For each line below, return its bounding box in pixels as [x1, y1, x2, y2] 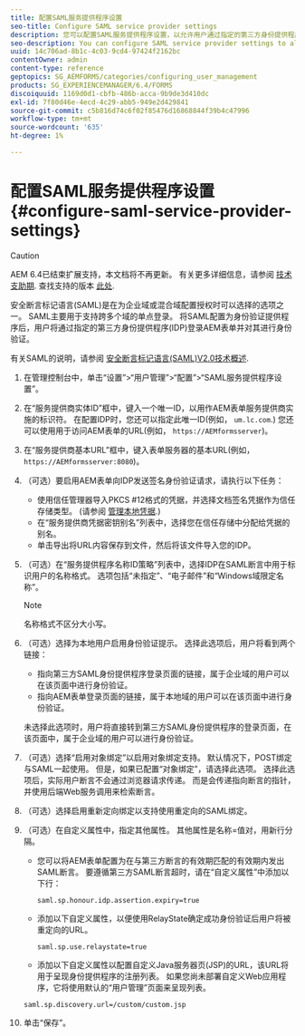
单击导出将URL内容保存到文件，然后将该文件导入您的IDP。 [36, 539, 256, 550]
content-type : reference [10, 64, 104, 73]
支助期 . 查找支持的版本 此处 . [10, 280, 115, 291]
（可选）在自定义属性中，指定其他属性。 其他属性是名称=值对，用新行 [23, 824, 285, 835]
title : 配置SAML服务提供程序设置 [10, 13, 123, 23]
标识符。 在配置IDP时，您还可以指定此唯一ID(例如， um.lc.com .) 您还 [39, 413, 294, 424]
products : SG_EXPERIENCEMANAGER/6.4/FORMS [10, 81, 173, 90]
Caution [10, 250, 40, 261]
